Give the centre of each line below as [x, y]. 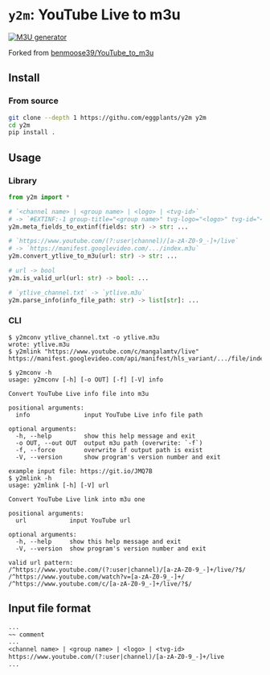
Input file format [49, 609]
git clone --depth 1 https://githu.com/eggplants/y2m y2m [107, 117]
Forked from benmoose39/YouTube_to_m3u [81, 52]
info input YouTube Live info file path [109, 415]
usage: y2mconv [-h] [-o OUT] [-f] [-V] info [86, 380]
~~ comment [27, 634]
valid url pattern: [41, 562]
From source [33, 101]
